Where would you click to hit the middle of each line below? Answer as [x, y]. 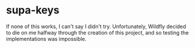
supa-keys [33, 10]
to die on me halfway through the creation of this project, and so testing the [97, 32]
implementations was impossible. [46, 39]
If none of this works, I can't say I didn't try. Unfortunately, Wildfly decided [96, 26]
